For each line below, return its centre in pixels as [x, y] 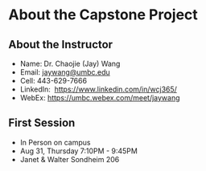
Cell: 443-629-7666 [53, 81]
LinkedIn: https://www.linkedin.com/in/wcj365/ [98, 89]
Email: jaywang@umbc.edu [65, 72]
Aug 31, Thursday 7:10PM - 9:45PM [79, 151]
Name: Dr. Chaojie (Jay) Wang [70, 63]
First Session [42, 123]
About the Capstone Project [103, 15]
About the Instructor [61, 45]
